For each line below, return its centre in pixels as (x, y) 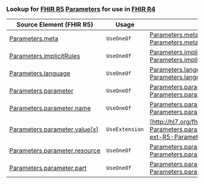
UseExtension (125, 130)
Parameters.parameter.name (50, 108)
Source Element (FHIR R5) (55, 25)
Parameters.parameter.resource (55, 151)
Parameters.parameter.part (48, 168)
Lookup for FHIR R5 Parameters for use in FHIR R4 (81, 9)
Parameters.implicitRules (45, 56)
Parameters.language (40, 73)
